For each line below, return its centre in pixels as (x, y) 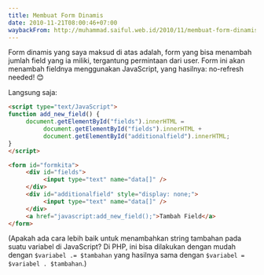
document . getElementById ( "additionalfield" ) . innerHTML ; (136, 136)
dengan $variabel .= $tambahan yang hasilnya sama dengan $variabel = (126, 255)
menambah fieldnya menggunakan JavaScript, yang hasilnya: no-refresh (126, 69)
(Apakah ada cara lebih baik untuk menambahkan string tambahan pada (125, 238)
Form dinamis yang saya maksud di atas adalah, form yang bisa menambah (130, 53)
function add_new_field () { (54, 115)
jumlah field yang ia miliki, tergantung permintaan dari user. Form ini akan (126, 60)
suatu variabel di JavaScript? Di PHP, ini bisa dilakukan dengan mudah (122, 247)
